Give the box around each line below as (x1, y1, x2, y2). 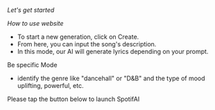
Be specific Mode (7, 61, 58, 68)
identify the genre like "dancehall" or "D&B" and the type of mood (17, 74, 206, 82)
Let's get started (7, 6, 55, 14)
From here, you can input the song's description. (17, 40, 157, 48)
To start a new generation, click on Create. (17, 33, 139, 41)
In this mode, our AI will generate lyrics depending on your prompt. (17, 48, 209, 55)
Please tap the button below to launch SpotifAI (7, 95, 140, 103)
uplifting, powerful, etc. (17, 82, 84, 89)
